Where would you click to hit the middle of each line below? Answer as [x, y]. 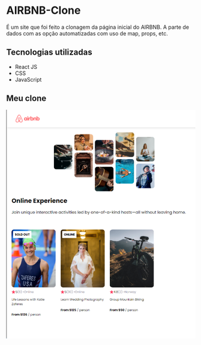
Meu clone [26, 99]
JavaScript [28, 79]
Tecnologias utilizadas [49, 52]
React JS [26, 67]
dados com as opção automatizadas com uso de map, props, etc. [87, 33]
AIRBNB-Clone [43, 10]
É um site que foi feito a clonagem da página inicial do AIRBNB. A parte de [98, 27]
